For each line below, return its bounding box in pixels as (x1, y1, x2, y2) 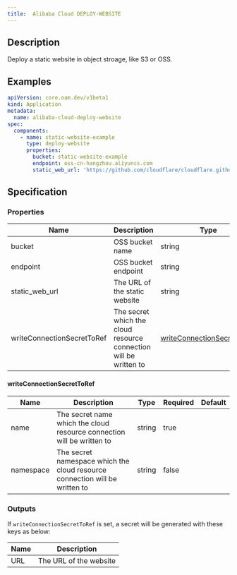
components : (13, 127, 49, 134)
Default (200, 397, 226, 407)
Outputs (7, 504, 37, 514)
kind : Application (7, 101, 61, 108)
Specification (7, 186, 68, 198)
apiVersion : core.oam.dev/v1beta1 (7, 95, 109, 102)
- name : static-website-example (20, 133, 115, 141)
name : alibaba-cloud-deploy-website (13, 114, 121, 121)
